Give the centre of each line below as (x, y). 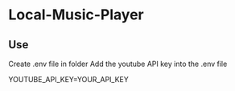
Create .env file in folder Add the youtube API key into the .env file (118, 64)
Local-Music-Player (76, 15)
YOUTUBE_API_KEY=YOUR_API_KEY (68, 79)
